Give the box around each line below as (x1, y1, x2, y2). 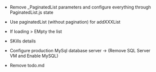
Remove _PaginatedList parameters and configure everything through (9, 4, 151, 10)
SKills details (9, 38, 36, 44)
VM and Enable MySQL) (9, 53, 59, 59)
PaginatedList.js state (9, 9, 54, 15)
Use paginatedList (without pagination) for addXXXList (9, 19, 121, 25)
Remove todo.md (9, 63, 45, 68)
